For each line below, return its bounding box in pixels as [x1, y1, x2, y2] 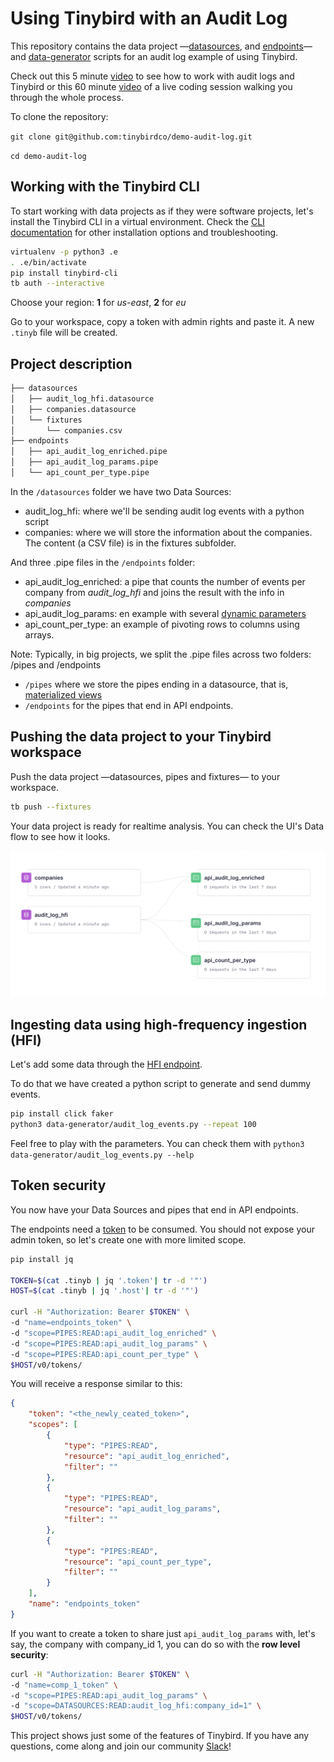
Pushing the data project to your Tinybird [10, 728, 272, 746]
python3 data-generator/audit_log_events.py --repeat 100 [10, 1120, 257, 1130]
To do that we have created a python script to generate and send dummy [10, 1078, 312, 1090]
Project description [10, 355, 133, 372]
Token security [10, 1177, 107, 1194]
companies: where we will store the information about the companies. [24, 526, 313, 538]
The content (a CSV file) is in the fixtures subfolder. [24, 537, 237, 549]
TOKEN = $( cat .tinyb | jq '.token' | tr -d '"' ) [10, 1275, 208, 1286]
